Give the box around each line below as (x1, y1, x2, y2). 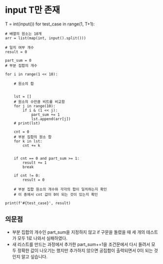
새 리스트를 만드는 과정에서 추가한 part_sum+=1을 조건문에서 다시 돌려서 (12, 241, 150, 247)
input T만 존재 (5, 4, 60, 16)
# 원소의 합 (14, 81, 34, 86)
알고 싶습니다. (21, 253, 48, 260)
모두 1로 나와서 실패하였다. (17, 235, 67, 241)
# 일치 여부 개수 (5, 45, 34, 50)
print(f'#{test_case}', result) (5, 200, 71, 206)
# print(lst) (14, 120, 41, 125)
